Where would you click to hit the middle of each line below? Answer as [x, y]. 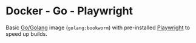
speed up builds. [27, 33]
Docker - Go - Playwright [69, 11]
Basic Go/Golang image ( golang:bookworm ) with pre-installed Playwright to [98, 27]
